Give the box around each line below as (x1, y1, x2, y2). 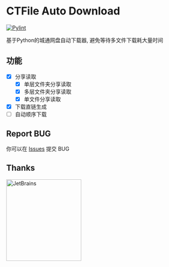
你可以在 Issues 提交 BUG (6, 145, 70, 152)
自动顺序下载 (14, 111, 47, 118)
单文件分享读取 (23, 95, 61, 103)
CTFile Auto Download (6, 4, 120, 18)
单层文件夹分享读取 (23, 80, 72, 88)
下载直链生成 (14, 103, 47, 110)
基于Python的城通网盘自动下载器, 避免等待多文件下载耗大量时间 (6, 36, 164, 43)
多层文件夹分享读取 (23, 88, 72, 95)
